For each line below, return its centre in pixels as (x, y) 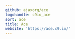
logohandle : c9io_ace (28, 15)
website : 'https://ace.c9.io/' (38, 29)
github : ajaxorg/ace (27, 10)
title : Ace (17, 24)
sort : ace (16, 19)
